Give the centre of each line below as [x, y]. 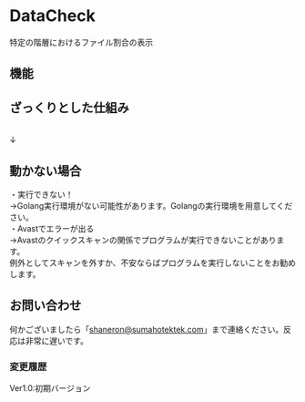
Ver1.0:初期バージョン [50, 388]
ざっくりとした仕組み [69, 107]
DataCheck [52, 16]
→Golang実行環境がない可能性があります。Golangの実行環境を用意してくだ [151, 205]
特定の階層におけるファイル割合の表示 [81, 42]
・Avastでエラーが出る [52, 228]
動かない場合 [46, 171]
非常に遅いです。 [57, 340]
